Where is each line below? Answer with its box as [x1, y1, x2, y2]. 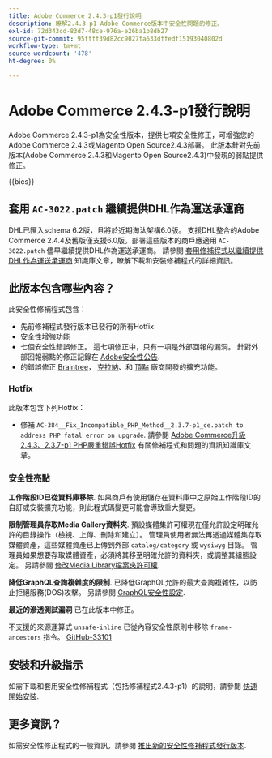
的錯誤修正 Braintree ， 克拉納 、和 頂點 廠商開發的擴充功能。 [19, 362, 223, 372]
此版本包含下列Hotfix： [8, 402, 86, 412]
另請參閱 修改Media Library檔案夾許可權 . [23, 560, 160, 570]
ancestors [8, 634, 42, 642]
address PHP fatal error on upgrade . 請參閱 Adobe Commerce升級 [19, 430, 246, 439]
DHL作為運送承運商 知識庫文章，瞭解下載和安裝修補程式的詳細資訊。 [8, 255, 238, 265]
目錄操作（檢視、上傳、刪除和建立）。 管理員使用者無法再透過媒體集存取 [22, 530, 262, 540]
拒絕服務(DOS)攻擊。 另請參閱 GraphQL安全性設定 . [15, 588, 185, 597]
